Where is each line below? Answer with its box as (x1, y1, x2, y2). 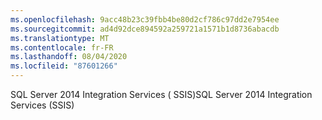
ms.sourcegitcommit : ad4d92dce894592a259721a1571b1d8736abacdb (10, 24, 280, 34)
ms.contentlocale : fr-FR (10, 42, 114, 53)
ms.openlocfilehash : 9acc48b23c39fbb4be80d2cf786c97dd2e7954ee (10, 14, 280, 25)
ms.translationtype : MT (10, 33, 110, 43)
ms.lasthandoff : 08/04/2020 (10, 52, 128, 62)
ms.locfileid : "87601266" (10, 61, 118, 71)
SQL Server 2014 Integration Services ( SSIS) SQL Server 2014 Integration (10, 89, 313, 100)
